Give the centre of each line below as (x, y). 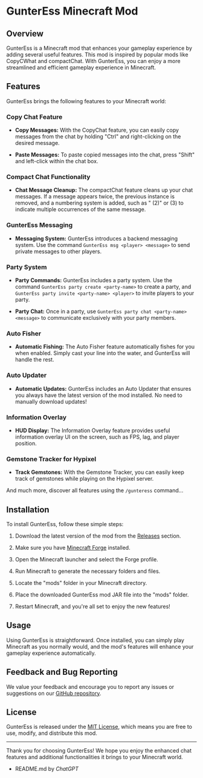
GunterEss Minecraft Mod (72, 11)
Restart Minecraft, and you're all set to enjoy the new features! (92, 606)
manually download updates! (51, 401)
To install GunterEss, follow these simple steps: (65, 524)
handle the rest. (34, 360)
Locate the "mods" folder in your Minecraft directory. (81, 583)
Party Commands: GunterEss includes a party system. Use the (94, 280)
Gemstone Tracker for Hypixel (51, 459)
